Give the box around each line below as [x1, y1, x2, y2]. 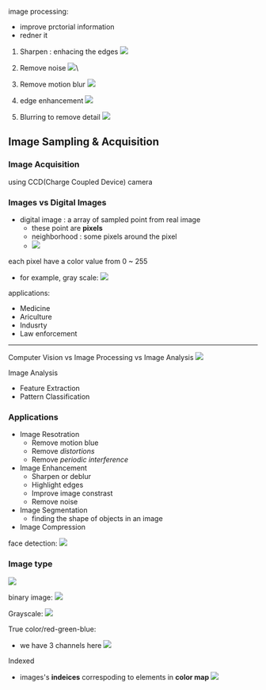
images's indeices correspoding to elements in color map [19, 672, 210, 681]
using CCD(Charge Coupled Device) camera [8, 177, 153, 186]
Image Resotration [19, 430, 80, 439]
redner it [19, 31, 48, 40]
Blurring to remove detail [19, 113, 101, 121]
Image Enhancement [19, 463, 87, 473]
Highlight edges [31, 480, 84, 490]
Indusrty [19, 320, 47, 330]
